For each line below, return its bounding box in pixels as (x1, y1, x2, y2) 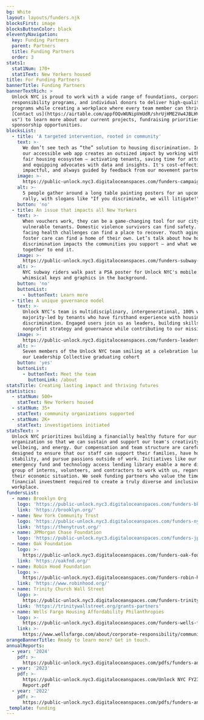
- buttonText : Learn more (22, 292, 88, 298)
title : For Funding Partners (6, 77, 80, 83)
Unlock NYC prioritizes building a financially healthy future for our (12, 433, 197, 439)
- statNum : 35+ (12, 405, 50, 411)
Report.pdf (22, 682, 50, 688)
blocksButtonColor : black (6, 26, 72, 32)
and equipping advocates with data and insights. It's (22, 162, 165, 168)
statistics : (6, 388, 36, 394)
